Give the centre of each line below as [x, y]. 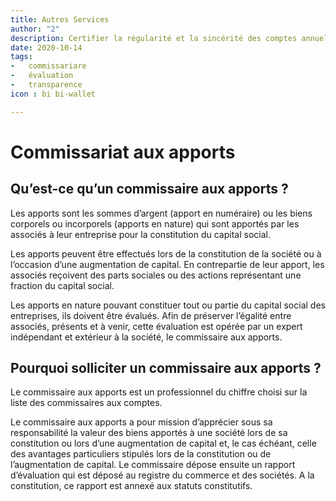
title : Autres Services [60, 19]
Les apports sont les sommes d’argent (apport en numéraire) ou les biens [161, 213]
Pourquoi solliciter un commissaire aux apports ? [166, 368]
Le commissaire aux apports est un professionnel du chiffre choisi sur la [159, 392]
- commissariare [48, 66]
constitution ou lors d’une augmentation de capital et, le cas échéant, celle [163, 443]
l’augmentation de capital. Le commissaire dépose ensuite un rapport [153, 465]
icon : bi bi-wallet [53, 94]
